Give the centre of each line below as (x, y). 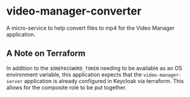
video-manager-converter (74, 11)
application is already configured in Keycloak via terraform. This (104, 81)
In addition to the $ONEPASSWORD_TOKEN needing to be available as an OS (94, 68)
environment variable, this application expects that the (74, 75)
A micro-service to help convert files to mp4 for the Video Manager (90, 28)
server (15, 81)
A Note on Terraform (46, 54)
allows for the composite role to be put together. (66, 87)
